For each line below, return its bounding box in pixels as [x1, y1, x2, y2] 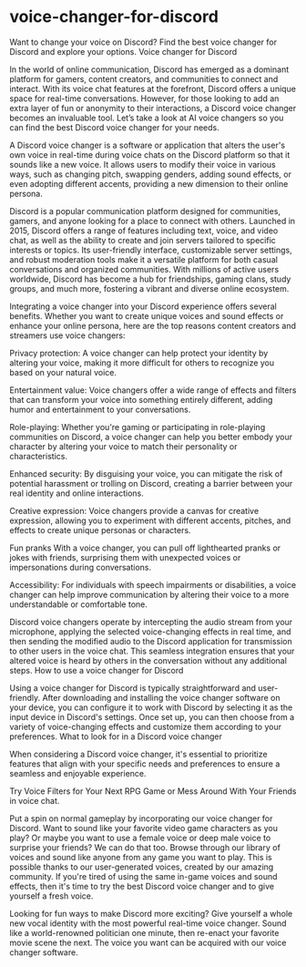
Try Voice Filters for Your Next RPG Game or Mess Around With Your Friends [9, 786, 297, 797]
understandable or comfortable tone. [9, 599, 148, 610]
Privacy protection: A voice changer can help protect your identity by [9, 347, 269, 358]
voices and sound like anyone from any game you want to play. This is [9, 851, 272, 862]
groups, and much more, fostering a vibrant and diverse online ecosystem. [9, 283, 290, 293]
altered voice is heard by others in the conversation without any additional [9, 654, 287, 666]
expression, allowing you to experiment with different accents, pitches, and [9, 515, 291, 526]
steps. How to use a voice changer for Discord [9, 664, 184, 675]
